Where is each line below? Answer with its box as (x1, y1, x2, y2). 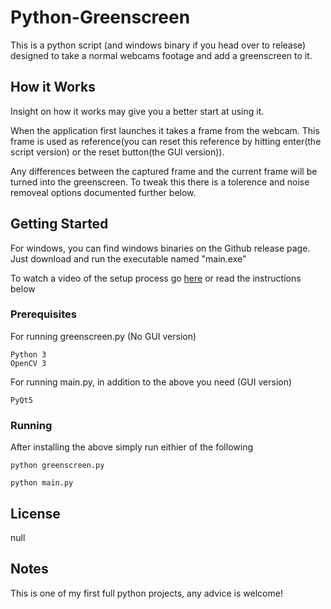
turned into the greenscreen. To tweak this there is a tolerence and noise (10, 176, 310, 188)
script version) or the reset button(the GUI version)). (10, 146, 225, 158)
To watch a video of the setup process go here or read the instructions (10, 272, 302, 284)
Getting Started (10, 216, 109, 233)
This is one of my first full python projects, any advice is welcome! (10, 587, 283, 599)
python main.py (10, 478, 74, 488)
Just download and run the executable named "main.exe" (10, 252, 247, 265)
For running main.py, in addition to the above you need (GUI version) (10, 376, 293, 388)
